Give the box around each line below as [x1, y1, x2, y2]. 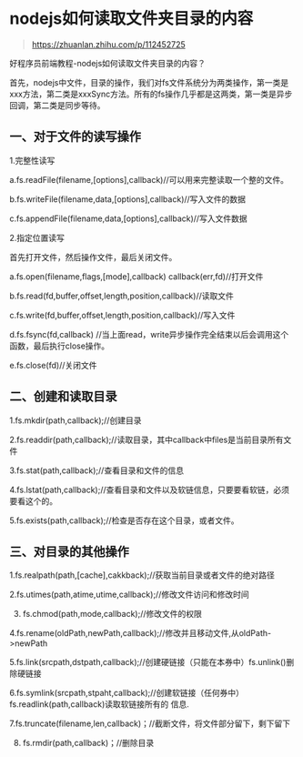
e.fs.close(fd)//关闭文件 [9, 359, 97, 370]
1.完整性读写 [9, 155, 56, 166]
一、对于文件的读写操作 [9, 129, 141, 145]
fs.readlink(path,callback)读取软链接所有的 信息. [9, 699, 189, 710]
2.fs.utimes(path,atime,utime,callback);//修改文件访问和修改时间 [9, 589, 249, 601]
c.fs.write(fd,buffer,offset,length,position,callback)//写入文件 [9, 309, 236, 320]
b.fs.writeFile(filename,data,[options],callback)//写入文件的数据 [9, 193, 247, 205]
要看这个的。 [9, 495, 57, 506]
